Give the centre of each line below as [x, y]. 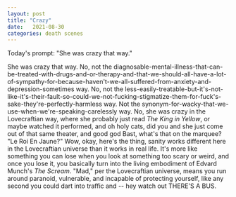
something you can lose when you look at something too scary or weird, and [118, 156]
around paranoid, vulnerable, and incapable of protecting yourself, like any [116, 179]
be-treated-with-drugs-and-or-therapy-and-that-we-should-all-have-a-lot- [117, 74]
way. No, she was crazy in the [162, 111]
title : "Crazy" [30, 20]
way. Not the [122, 104]
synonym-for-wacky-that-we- [185, 104]
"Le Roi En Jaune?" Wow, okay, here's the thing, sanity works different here [117, 142]
